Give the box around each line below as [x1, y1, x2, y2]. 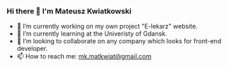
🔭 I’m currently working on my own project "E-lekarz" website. [16, 22, 198, 31]
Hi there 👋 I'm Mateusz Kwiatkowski [6, 6, 132, 16]
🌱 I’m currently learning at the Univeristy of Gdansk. [16, 29, 167, 38]
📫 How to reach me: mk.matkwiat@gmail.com [16, 52, 152, 61]
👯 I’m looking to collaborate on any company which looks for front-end [16, 37, 222, 45]
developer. [16, 45, 48, 53]
